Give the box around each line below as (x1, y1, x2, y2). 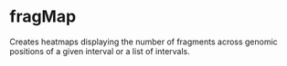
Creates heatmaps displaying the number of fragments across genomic (9, 36, 279, 47)
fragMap (9, 6, 77, 27)
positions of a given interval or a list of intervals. (9, 45, 190, 56)
